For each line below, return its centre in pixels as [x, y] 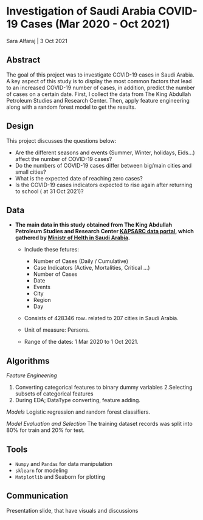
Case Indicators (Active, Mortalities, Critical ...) [91, 268]
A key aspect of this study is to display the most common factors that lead [99, 81]
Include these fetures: [51, 250]
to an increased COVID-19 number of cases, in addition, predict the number [101, 87]
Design [20, 126]
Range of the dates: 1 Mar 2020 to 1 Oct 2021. [81, 342]
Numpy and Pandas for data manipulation [64, 464]
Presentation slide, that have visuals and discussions [72, 510]
